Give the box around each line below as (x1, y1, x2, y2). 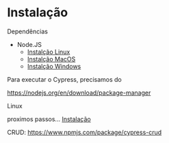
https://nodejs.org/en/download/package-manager (7, 89, 151, 97)
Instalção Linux (27, 48, 70, 56)
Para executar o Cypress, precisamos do (7, 75, 122, 83)
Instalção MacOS (27, 54, 76, 63)
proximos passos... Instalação (7, 114, 91, 123)
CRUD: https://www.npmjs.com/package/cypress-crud (7, 128, 162, 136)
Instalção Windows (27, 62, 81, 70)
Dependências (7, 27, 48, 35)
